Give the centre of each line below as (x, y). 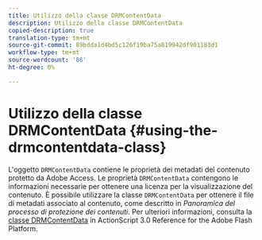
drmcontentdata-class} (87, 147)
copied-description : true (51, 30)
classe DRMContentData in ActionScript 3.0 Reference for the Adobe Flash (130, 220)
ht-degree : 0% (32, 68)
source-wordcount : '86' (48, 60)
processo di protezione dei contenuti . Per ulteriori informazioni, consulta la (130, 211)
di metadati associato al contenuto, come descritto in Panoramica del (122, 203)
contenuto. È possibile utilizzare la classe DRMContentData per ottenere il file (131, 195)
